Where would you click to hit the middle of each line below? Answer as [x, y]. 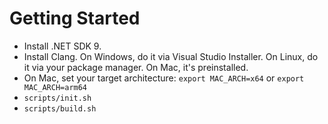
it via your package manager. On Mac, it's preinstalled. [136, 67]
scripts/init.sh [57, 98]
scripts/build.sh [60, 108]
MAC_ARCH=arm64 [55, 87]
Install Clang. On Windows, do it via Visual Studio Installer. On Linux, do [171, 56]
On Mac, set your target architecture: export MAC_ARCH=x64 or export [164, 78]
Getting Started [75, 18]
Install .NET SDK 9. [62, 46]
